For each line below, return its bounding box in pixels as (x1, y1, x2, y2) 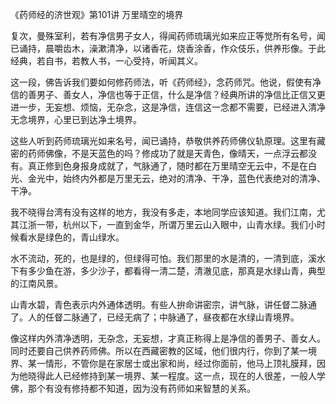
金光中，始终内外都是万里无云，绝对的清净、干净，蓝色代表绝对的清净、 (27, 173, 326, 184)
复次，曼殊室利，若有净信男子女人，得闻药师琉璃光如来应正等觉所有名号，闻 (10, 30, 326, 42)
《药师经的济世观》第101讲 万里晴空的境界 (10, 9, 184, 20)
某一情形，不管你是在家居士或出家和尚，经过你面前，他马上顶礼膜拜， (27, 358, 317, 369)
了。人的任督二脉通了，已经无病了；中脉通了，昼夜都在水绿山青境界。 (10, 311, 300, 323)
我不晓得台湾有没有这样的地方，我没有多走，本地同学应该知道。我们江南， (10, 206, 317, 218)
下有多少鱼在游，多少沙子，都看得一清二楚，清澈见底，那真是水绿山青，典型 (10, 265, 326, 277)
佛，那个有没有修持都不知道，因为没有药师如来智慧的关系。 (10, 383, 256, 394)
